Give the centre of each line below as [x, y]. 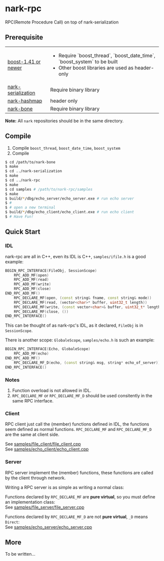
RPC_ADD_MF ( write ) [32, 284]
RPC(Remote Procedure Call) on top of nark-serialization [62, 22]
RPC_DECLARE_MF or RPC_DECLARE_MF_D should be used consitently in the [82, 395]
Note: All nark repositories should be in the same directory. [64, 121]
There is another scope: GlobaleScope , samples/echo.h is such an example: [80, 340]
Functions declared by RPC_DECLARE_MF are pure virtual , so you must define [80, 496]
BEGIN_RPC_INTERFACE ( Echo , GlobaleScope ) [48, 349]
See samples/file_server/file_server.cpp [45, 507]
